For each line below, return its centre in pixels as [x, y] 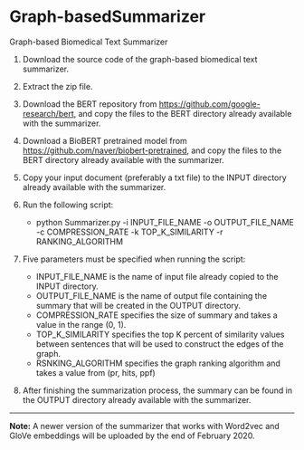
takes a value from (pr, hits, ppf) [95, 372]
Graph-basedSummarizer [108, 17]
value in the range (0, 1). [81, 324]
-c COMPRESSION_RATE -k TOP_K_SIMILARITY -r [129, 232]
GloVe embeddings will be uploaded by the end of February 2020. [132, 436]
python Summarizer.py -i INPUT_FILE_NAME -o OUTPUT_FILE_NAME [165, 222]
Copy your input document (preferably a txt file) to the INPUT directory [154, 177]
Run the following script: [68, 205]
